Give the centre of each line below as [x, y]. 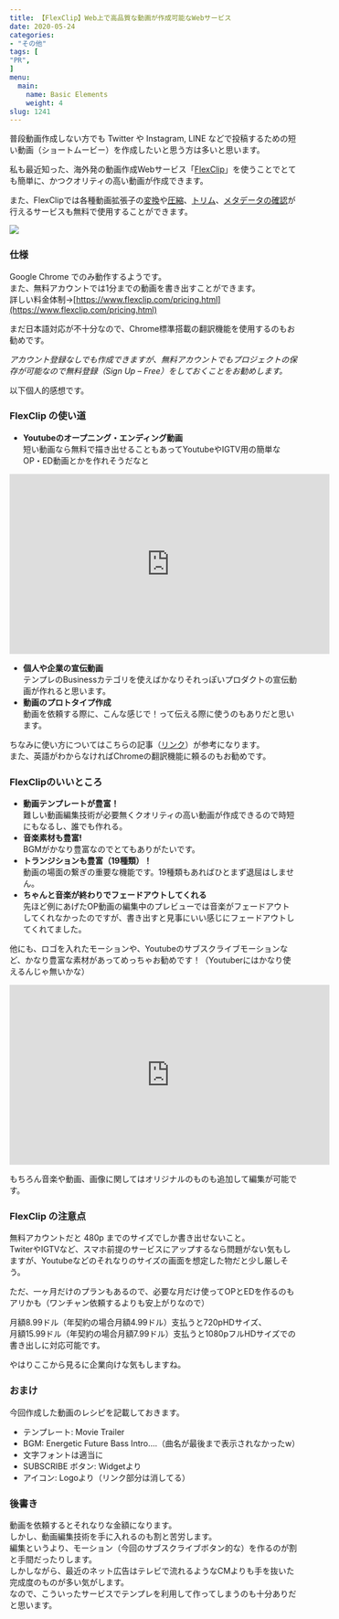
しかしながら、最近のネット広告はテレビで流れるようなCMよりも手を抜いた [152, 1571]
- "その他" [28, 43]
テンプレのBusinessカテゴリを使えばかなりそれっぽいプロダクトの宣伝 [156, 679]
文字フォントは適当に [63, 1454]
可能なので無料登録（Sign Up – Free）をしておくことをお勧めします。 [156, 370]
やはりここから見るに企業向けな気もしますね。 [97, 1365]
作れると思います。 [75, 690]
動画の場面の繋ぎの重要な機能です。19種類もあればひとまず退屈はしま [154, 872]
